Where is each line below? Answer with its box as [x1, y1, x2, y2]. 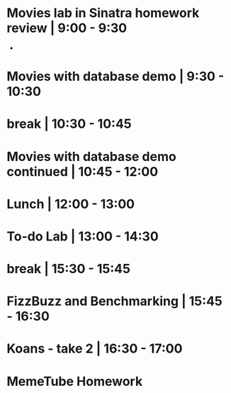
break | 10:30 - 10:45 [6, 116, 132, 132]
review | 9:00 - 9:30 [6, 20, 128, 36]
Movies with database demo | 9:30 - [6, 69, 225, 84]
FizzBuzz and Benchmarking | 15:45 [6, 293, 222, 309]
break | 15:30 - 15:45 [6, 261, 130, 277]
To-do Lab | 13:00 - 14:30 [6, 228, 159, 244]
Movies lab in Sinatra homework [6, 5, 200, 21]
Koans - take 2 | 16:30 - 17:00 [6, 341, 183, 357]
